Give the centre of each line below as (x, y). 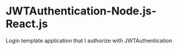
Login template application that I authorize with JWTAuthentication (89, 40)
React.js (27, 24)
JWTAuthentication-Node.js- (81, 11)
